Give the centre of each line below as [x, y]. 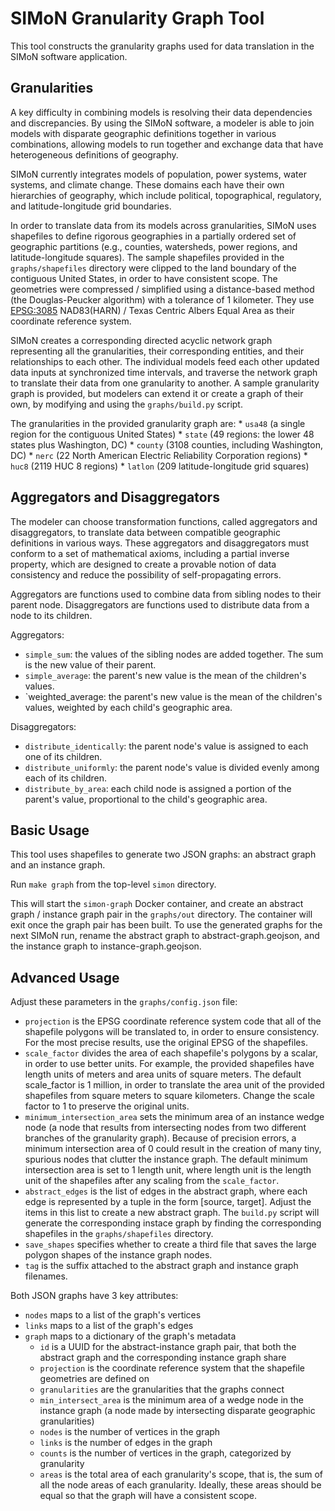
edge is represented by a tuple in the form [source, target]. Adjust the [168, 1202]
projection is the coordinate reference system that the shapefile [172, 1368]
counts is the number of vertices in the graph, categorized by [165, 1453]
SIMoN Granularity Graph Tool [137, 18]
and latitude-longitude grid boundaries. [91, 206]
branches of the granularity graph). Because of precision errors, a [160, 1138]
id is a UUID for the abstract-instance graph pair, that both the [168, 1347]
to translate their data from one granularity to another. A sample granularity [165, 383]
